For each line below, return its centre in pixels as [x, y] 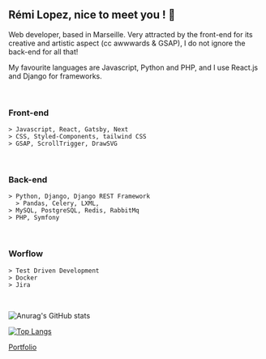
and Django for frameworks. [56, 76]
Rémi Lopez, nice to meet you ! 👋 [92, 15]
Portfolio [23, 347]
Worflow [26, 254]
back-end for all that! [43, 51]
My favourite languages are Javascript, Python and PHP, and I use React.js [133, 67]
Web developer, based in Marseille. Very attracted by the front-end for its [131, 34]
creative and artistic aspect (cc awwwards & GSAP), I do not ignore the [127, 43]
